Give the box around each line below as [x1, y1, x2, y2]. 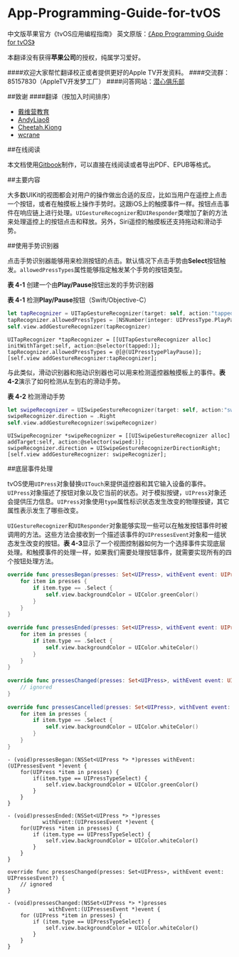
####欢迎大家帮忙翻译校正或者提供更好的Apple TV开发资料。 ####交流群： [7, 68, 230, 76]
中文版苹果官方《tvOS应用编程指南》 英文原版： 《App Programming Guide [7, 29, 224, 38]
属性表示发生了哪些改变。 [7, 506, 83, 515]
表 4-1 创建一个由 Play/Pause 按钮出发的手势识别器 [7, 280, 154, 289]
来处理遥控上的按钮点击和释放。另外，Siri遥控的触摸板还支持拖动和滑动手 [7, 217, 223, 226]
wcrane [17, 130, 41, 139]
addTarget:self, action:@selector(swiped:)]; [7, 439, 144, 446]
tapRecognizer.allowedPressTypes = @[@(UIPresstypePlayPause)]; [7, 348, 202, 355]
